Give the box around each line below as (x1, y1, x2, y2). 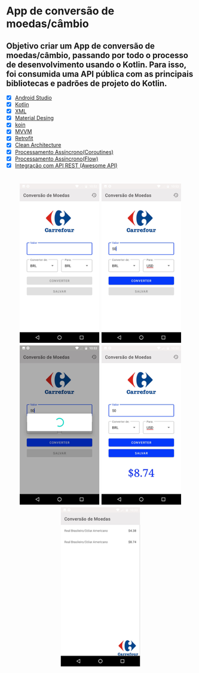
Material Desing (14, 114, 54, 122)
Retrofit (14, 135, 33, 142)
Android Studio (14, 94, 52, 101)
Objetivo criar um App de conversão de (6, 41, 155, 51)
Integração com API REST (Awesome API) (14, 162, 118, 169)
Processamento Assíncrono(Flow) (14, 155, 99, 162)
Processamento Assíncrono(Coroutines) (14, 148, 114, 155)
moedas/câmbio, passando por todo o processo (6, 50, 188, 61)
